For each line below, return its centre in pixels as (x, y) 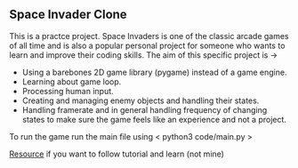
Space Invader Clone (68, 15)
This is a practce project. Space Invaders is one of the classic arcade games (149, 36)
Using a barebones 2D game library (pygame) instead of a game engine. (154, 72)
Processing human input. (68, 91)
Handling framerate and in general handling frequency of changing (145, 109)
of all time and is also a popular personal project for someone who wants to (147, 45)
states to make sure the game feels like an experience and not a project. (154, 119)
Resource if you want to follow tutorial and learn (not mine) (117, 154)
